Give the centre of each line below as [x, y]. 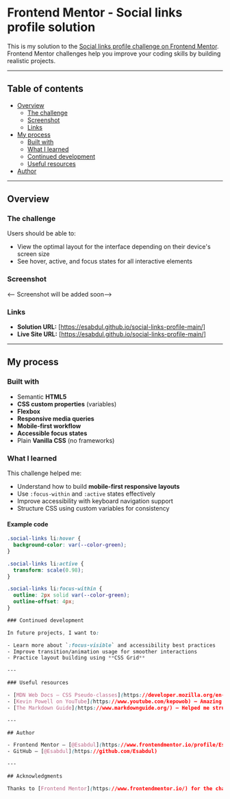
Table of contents [45, 89]
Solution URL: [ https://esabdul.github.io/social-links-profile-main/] [111, 327]
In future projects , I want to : [53, 633]
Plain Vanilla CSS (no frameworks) [66, 440]
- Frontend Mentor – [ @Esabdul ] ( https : [64, 745]
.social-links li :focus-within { [55, 589]
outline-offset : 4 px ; [44, 602]
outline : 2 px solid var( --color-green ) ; [72, 595]
